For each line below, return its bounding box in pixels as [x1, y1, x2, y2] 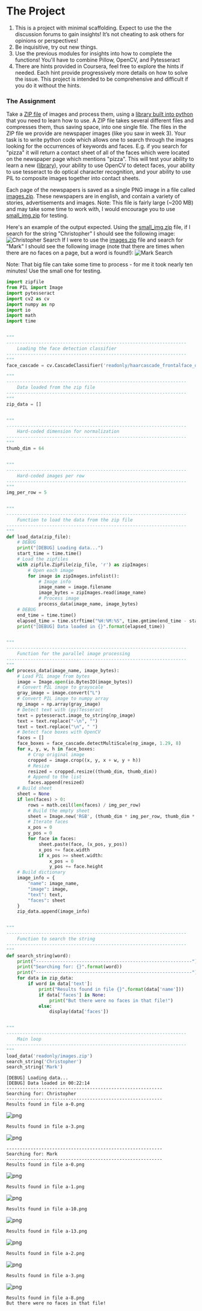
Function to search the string [17, 936, 96, 942]
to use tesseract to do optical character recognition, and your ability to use [6, 168, 191, 175]
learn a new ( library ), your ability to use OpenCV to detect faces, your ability [6, 162, 195, 169]
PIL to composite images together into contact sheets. [6, 175, 140, 182]
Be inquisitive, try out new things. [14, 43, 98, 51]
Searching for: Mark [6, 1151, 58, 1157]
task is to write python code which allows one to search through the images [6, 136, 194, 143]
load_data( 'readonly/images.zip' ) [6, 1053, 93, 1059]
